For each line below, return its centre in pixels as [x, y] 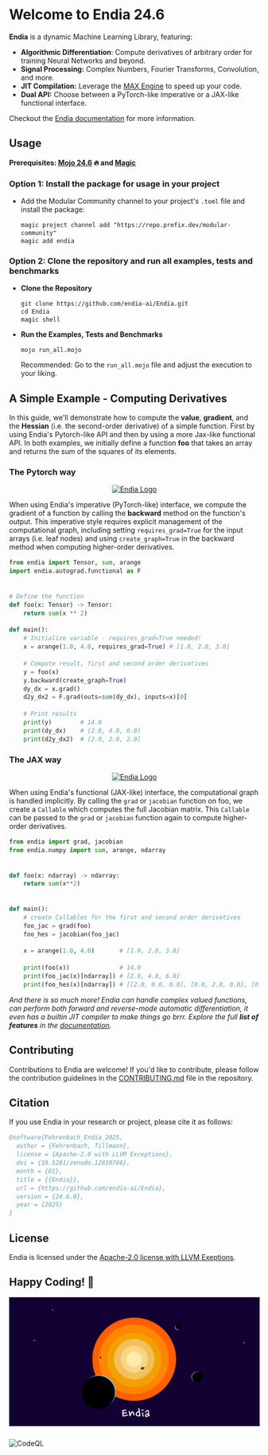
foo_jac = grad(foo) [57, 925]
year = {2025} [39, 1205]
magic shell [40, 320]
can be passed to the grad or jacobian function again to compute [115, 817]
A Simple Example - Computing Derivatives [118, 399]
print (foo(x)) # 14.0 [82, 968]
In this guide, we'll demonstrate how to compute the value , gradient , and [129, 418]
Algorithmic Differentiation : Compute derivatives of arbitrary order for [136, 52]
